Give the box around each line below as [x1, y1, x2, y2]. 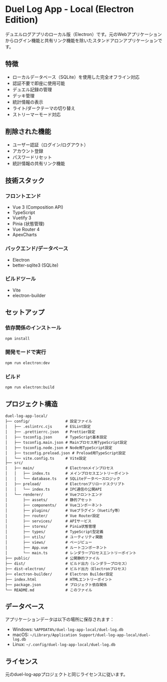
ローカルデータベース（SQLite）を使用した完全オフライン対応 [12, 74, 140, 80]
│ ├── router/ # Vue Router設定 [5, 513, 100, 518]
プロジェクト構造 [5, 400, 58, 408]
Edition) [5, 14, 38, 25]
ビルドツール [5, 276, 36, 283]
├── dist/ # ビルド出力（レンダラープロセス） [5, 561, 130, 566]
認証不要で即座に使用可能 [12, 80, 65, 86]
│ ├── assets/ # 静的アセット [5, 497, 92, 502]
